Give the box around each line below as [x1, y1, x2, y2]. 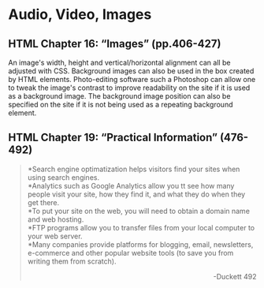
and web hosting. [27, 215, 84, 224]
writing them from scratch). [27, 256, 117, 266]
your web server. [27, 231, 83, 241]
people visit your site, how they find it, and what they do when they [27, 189, 246, 199]
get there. [27, 197, 60, 207]
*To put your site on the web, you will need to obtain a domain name [27, 206, 251, 215]
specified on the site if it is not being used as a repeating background [8, 100, 233, 109]
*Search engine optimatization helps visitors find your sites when [27, 164, 240, 174]
